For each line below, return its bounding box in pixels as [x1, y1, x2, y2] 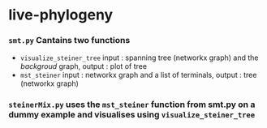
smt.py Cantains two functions [8, 35, 131, 46]
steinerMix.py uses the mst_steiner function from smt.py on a [8, 99, 256, 110]
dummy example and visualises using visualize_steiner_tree [8, 109, 256, 121]
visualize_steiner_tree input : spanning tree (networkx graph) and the [19, 53, 259, 62]
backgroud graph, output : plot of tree [19, 62, 148, 71]
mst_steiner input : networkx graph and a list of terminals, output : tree [19, 70, 257, 80]
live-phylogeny [8, 6, 114, 24]
